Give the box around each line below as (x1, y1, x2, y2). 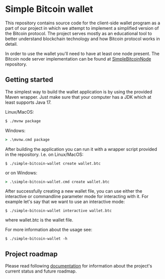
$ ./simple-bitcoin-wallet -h (5, 236, 68, 241)
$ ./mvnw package (5, 118, 41, 124)
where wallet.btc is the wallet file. (5, 217, 73, 223)
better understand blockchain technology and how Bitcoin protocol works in (5, 36, 160, 42)
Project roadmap (5, 250, 58, 258)
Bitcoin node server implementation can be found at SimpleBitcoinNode (5, 56, 151, 62)
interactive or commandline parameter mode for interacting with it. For (5, 194, 149, 200)
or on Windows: (5, 170, 38, 176)
